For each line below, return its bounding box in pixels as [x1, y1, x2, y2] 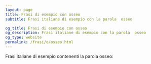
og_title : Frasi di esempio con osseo [5, 25, 87, 30]
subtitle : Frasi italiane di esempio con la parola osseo [5, 16, 133, 21]
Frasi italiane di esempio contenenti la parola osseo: [5, 53, 114, 59]
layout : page [5, 7, 33, 12]
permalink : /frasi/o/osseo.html [5, 39, 73, 45]
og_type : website [5, 35, 42, 40]
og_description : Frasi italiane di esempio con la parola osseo [5, 30, 146, 35]
